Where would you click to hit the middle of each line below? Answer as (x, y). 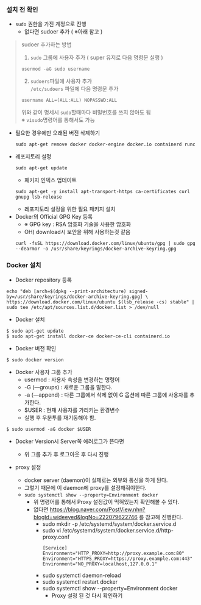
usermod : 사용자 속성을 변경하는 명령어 (72, 380)
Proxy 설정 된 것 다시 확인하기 (87, 595)
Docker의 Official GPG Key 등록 (54, 217)
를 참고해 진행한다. (161, 517)
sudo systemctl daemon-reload (82, 575)
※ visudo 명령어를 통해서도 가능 (58, 120)
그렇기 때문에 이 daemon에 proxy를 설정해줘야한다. (86, 487)
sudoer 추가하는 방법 (46, 44)
